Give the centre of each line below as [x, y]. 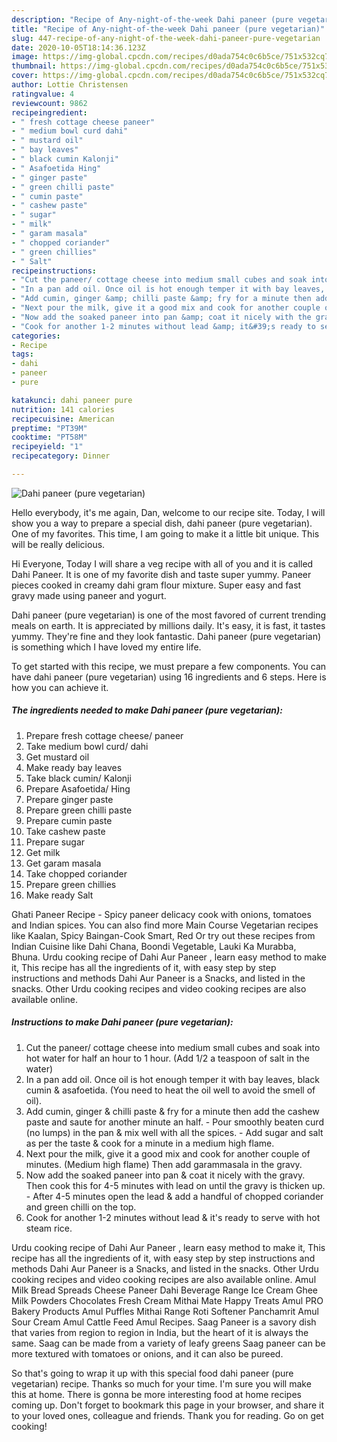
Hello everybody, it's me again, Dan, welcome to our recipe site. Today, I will [168, 512]
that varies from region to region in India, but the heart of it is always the [160, 1332]
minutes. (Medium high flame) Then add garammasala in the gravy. [164, 1164]
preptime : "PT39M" [49, 428]
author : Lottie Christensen [70, 85]
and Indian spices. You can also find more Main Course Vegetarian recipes [165, 925]
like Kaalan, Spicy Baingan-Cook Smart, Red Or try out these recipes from [163, 935]
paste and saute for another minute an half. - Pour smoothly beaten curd [174, 1122]
